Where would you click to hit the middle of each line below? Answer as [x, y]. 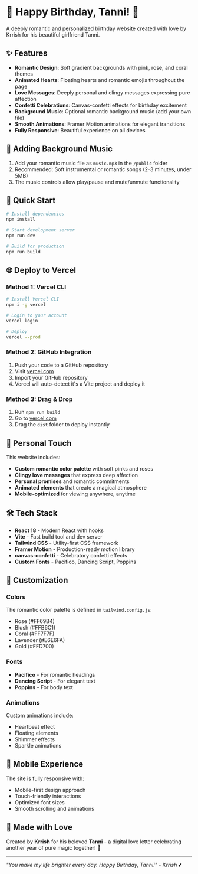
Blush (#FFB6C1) [35, 628]
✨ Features [27, 53]
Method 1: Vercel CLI [36, 287]
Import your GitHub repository [51, 377]
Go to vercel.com [36, 418]
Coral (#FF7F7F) [34, 634]
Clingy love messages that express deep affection [76, 475]
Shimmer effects [34, 739]
